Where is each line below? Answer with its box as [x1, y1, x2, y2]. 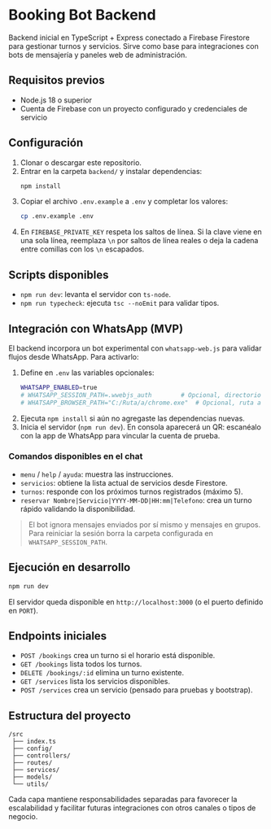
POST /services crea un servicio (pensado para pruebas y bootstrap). [20, 685, 253, 695]
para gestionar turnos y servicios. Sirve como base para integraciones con [8, 41, 259, 50]
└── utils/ [11, 780, 49, 788]
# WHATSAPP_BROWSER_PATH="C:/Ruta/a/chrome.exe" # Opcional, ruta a [20, 399, 262, 407]
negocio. [8, 812, 38, 822]
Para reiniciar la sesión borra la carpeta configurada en [28, 528, 213, 538]
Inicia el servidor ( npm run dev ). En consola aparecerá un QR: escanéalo [20, 421, 262, 432]
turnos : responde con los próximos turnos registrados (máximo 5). [20, 486, 243, 496]
